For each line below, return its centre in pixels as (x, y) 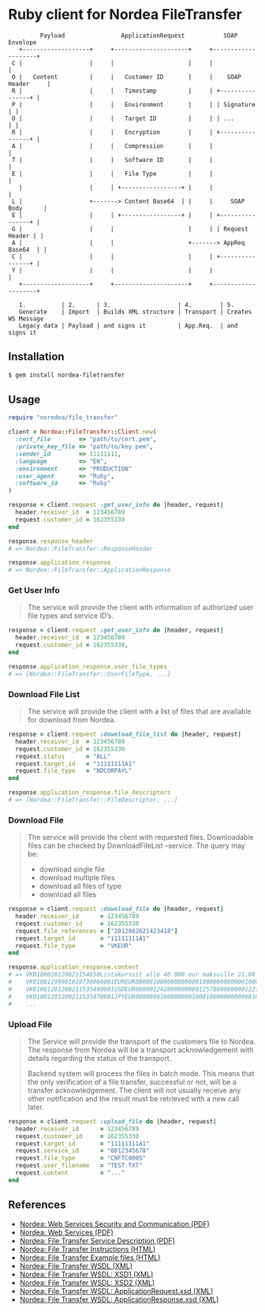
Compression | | (169, 146)
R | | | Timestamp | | (112, 91)
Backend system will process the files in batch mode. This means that (141, 1073)
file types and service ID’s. (71, 616)
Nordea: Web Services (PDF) (67, 1232)
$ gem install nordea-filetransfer (67, 375)
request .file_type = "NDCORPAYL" (74, 771)
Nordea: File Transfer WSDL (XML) (76, 1265)
